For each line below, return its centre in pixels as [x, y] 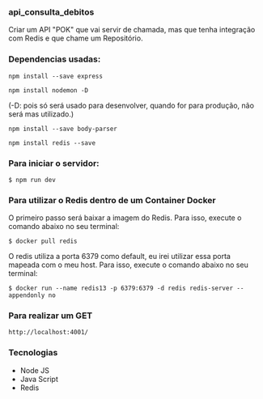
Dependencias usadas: [55, 59]
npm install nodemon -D [49, 90]
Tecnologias [33, 353]
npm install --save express [56, 76]
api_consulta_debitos [51, 12]
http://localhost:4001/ [49, 333]
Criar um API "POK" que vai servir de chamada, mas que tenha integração [132, 30]
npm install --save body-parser [63, 129]
